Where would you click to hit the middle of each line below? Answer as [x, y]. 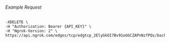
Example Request [24, 7]
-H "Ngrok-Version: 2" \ [31, 31]
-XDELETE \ [17, 22]
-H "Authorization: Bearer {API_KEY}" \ [49, 27]
